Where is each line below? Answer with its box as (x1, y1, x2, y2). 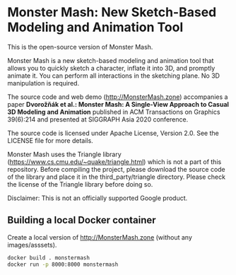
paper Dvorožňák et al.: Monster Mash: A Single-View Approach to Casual (7, 100, 230, 108)
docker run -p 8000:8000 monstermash (7, 261, 119, 268)
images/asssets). (7, 240, 57, 249)
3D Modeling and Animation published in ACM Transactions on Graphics (7, 107, 220, 116)
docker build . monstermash (7, 254, 90, 262)
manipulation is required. (7, 78, 80, 87)
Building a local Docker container (7, 214, 157, 226)
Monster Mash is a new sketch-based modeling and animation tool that (7, 56, 214, 64)
